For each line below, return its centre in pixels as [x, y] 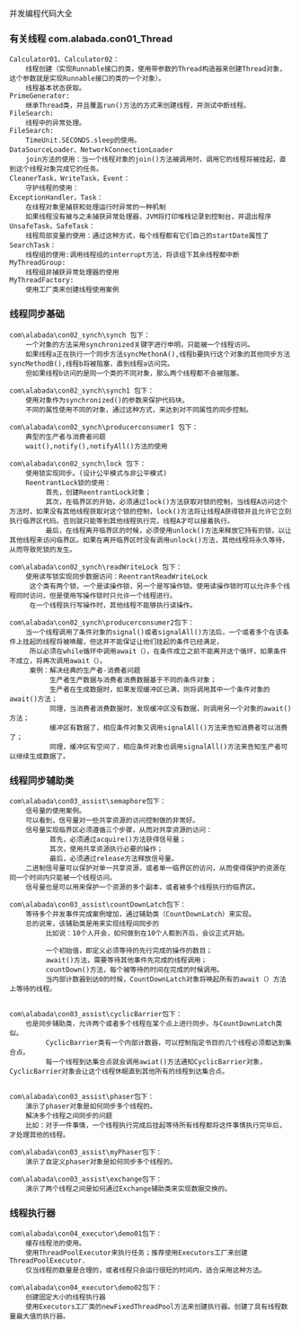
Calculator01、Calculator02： [64, 60]
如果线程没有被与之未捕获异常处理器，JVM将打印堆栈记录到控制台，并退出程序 [149, 217]
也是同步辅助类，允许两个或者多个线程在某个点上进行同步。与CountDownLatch [150, 1023]
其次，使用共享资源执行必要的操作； [106, 849]
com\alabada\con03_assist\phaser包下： [82, 1096]
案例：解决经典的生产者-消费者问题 [85, 670]
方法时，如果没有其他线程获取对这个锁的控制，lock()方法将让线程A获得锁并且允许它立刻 [150, 511]
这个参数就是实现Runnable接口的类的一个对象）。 [88, 79]
